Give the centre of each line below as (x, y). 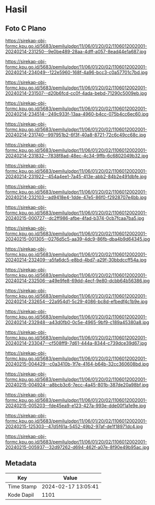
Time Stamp (22, 487)
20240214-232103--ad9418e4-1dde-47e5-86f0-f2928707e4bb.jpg (76, 197)
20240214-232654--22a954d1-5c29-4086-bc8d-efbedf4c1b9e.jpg (76, 301)
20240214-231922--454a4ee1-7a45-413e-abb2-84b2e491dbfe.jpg (76, 176)
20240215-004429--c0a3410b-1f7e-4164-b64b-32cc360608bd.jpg (77, 364)
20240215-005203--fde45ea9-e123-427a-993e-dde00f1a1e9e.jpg (76, 406)
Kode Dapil (21, 495)
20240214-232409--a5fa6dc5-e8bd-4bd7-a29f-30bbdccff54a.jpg (76, 260)
